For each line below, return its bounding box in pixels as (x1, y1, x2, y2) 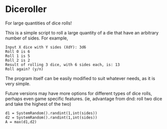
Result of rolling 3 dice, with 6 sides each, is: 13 (5, 62, 120, 67)
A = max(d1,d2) (5, 119, 37, 124)
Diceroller (5, 3, 47, 15)
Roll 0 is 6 (5, 49, 30, 54)
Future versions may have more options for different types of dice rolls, (5, 90, 152, 96)
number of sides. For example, (5, 35, 69, 41)
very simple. (5, 80, 31, 86)
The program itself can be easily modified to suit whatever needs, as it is (5, 75, 155, 81)
